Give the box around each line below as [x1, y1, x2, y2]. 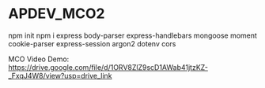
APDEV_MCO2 [8, 5, 105, 23]
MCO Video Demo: [8, 54, 70, 64]
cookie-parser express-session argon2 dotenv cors [8, 38, 176, 48]
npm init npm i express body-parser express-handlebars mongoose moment [8, 31, 257, 40]
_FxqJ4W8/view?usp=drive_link [8, 71, 112, 80]
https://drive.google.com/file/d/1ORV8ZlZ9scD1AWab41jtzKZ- [8, 62, 208, 71]
